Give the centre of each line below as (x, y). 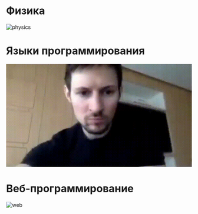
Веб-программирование (70, 189)
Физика (26, 11)
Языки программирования (76, 51)
